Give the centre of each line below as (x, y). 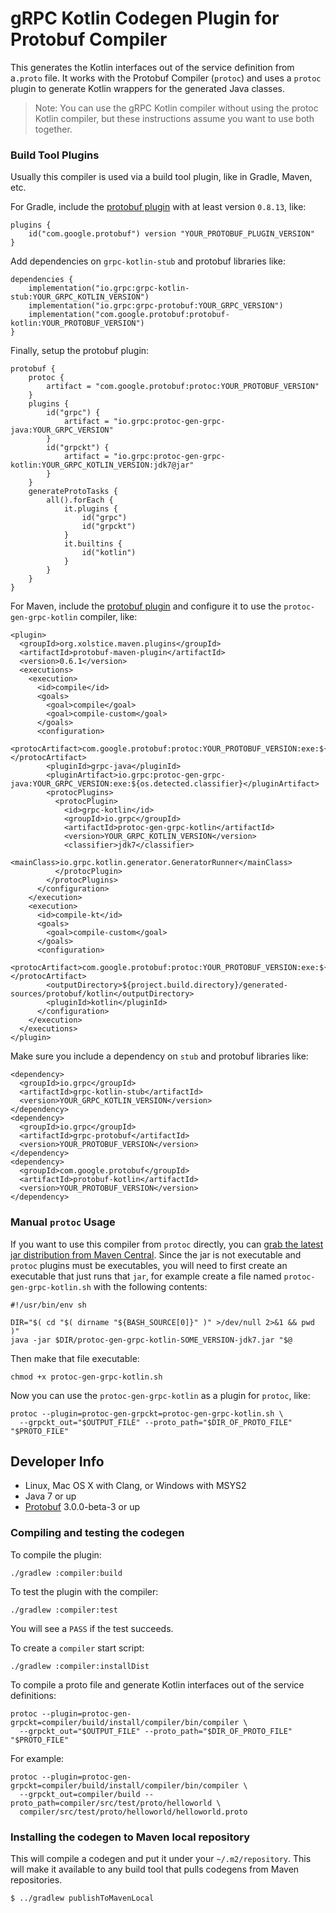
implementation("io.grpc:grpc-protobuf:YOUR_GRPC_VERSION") (156, 306)
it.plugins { (90, 509)
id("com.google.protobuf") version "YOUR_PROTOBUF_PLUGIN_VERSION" (171, 234)
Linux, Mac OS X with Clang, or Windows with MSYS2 (135, 1486)
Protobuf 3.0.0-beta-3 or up (82, 1507)
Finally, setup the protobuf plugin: (80, 351)
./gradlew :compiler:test (64, 1610)
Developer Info (57, 1461)
